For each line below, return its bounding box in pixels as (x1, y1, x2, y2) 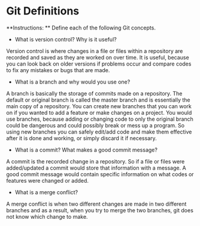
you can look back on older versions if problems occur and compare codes (6, 60, 192, 67)
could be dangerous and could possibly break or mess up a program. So (6, 121, 184, 129)
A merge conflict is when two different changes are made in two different (6, 200, 187, 207)
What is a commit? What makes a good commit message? (14, 146, 157, 153)
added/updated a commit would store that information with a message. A (6, 164, 187, 171)
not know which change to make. (6, 213, 88, 220)
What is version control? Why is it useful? (14, 35, 117, 43)
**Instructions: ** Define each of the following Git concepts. (6, 24, 156, 31)
